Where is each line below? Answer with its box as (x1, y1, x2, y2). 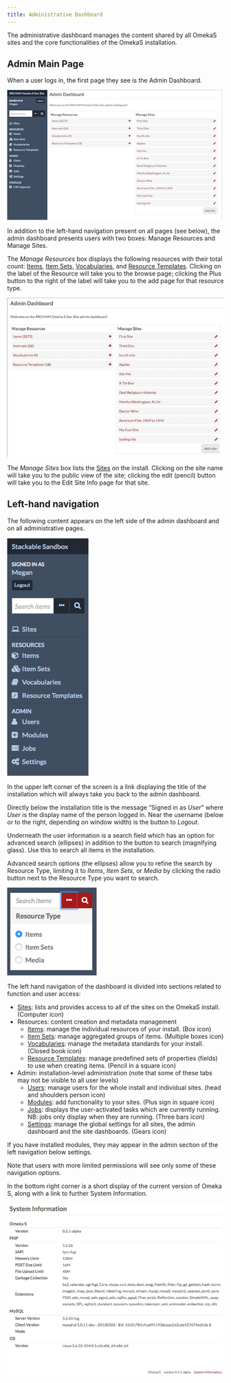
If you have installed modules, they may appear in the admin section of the (7, 1140, 219, 1149)
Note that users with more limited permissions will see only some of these (7, 1161, 217, 1170)
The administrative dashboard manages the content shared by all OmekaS (7, 31, 217, 39)
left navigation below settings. (7, 1148, 93, 1156)
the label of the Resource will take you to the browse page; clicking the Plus (7, 269, 222, 278)
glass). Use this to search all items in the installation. (7, 845, 156, 854)
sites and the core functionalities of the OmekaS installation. (7, 38, 177, 46)
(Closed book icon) (27, 1046, 82, 1055)
